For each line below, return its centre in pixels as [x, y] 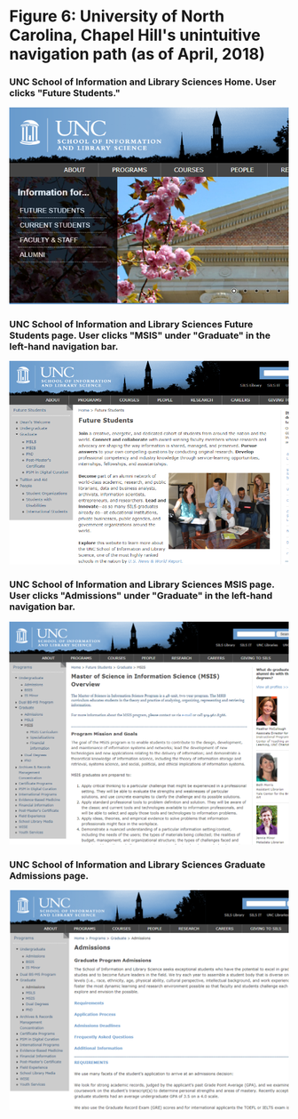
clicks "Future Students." [65, 93]
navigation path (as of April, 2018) [137, 54]
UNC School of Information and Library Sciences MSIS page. [142, 584]
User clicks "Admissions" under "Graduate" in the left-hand [141, 596]
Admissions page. [49, 875]
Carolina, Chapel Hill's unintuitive [135, 35]
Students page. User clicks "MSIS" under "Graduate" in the [140, 335]
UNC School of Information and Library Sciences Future [131, 325]
